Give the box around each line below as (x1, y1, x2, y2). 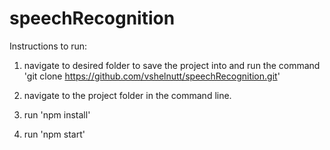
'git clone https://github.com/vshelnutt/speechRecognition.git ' (23, 70, 281, 82)
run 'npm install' (23, 108, 91, 121)
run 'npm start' (23, 128, 86, 140)
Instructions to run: (9, 40, 88, 52)
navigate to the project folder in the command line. (23, 89, 232, 101)
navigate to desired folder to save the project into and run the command (23, 59, 321, 71)
